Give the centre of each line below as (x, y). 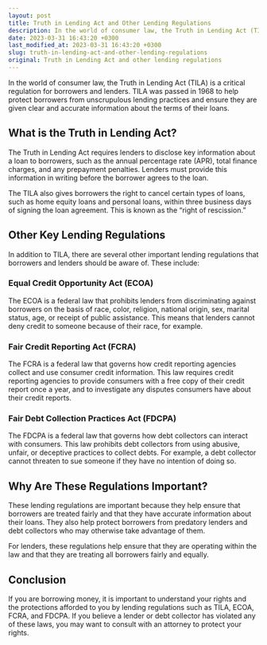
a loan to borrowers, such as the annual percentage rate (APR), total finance (133, 161)
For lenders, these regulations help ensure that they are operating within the (133, 546)
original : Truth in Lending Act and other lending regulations (115, 61)
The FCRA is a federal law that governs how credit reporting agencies (122, 364)
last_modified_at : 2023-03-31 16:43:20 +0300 (85, 45)
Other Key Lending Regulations (87, 235)
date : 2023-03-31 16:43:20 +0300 (64, 38)
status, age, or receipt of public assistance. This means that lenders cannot (132, 317)
